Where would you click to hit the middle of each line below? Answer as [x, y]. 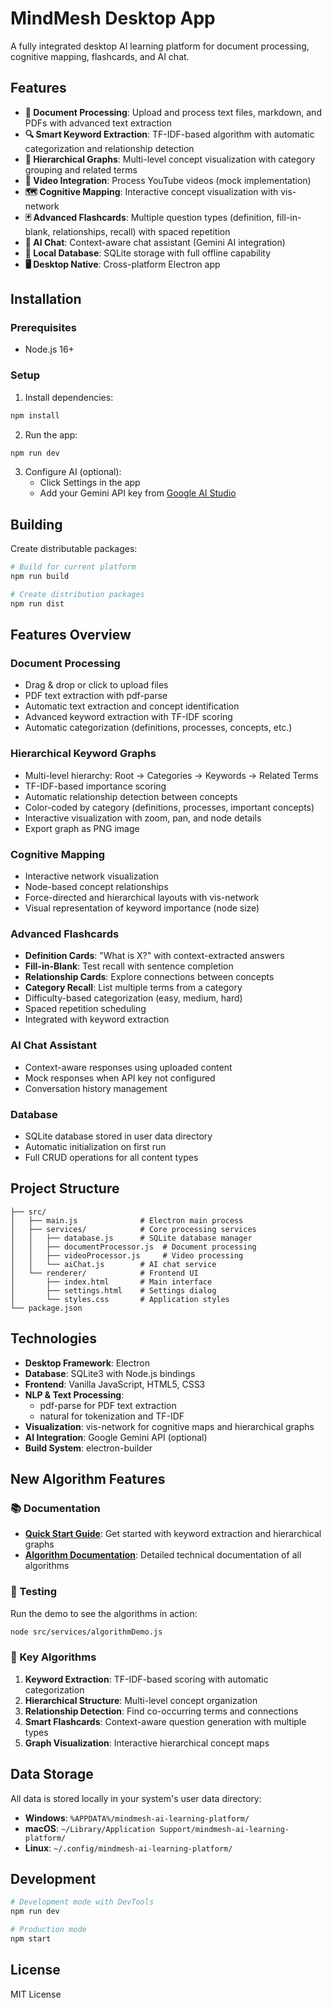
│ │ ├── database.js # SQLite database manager [131, 1238]
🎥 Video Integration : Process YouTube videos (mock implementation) [168, 180]
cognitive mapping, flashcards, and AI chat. [100, 56]
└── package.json [46, 1308]
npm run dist [37, 603]
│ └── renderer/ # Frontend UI [104, 1273]
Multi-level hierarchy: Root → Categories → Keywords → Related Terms [171, 775]
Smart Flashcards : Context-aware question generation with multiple [165, 1721]
